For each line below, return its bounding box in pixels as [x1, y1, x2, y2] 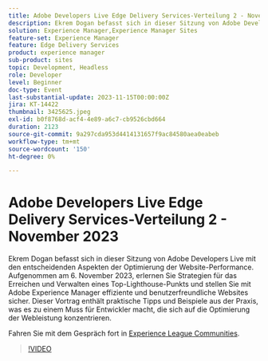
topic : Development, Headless [8, 64, 109, 72]
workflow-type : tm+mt [8, 137, 81, 146]
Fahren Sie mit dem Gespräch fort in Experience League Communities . [8, 328, 240, 339]
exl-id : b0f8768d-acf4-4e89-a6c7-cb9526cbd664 [8, 116, 166, 124]
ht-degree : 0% [8, 152, 56, 160]
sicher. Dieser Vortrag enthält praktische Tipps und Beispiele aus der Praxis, [8, 296, 259, 306]
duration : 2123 [8, 123, 59, 131]
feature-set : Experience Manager [8, 33, 120, 42]
